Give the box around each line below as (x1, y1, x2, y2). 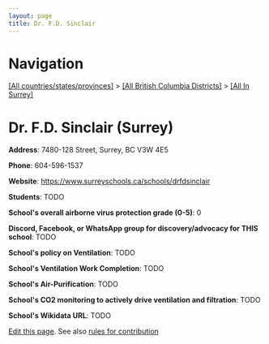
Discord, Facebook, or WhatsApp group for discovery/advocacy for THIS (8, 224, 258, 234)
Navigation (8, 54, 83, 73)
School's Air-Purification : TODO (8, 279, 119, 289)
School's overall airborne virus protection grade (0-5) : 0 (8, 208, 202, 217)
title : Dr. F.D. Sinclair (8, 19, 96, 28)
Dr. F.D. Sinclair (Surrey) (8, 118, 174, 136)
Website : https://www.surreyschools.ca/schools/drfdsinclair (8, 176, 211, 187)
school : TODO (8, 232, 57, 242)
